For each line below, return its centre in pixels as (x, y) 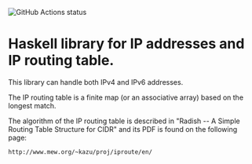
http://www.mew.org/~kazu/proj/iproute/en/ (80, 152)
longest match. (32, 105)
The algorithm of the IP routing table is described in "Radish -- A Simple (124, 121)
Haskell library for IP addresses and (126, 44)
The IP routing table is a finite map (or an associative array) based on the (126, 97)
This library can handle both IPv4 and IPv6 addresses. (96, 82)
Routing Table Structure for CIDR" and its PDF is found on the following (123, 129)
